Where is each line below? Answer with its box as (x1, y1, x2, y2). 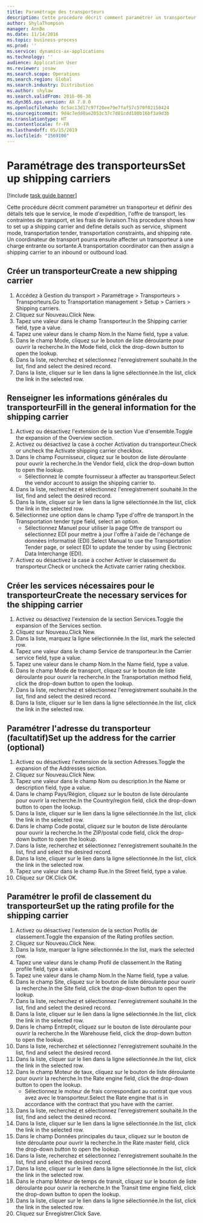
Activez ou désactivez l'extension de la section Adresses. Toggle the (15, 758, 185, 766)
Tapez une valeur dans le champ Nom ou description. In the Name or (15, 778, 186, 785)
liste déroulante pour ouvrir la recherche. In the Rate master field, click (15, 1139, 190, 1146)
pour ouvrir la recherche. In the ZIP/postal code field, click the (15, 829, 169, 837)
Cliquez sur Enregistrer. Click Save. (15, 1210, 102, 1217)
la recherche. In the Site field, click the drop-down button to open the (15, 984, 187, 992)
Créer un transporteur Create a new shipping (7, 266, 178, 276)
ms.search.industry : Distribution (7, 82, 94, 88)
